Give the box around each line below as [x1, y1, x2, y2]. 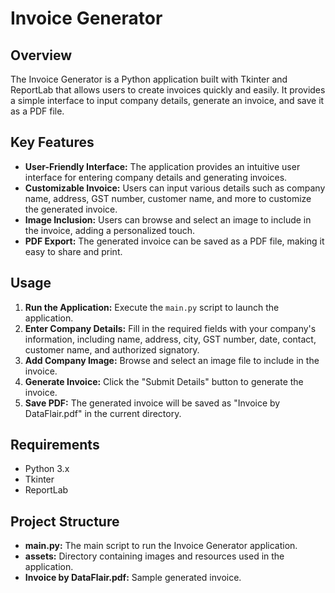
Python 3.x [24, 463, 70, 475]
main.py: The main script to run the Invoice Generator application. [24, 540, 298, 552]
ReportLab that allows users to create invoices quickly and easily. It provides [10, 84, 326, 96]
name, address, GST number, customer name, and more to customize [24, 192, 312, 204]
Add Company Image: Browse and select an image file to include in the [24, 354, 320, 366]
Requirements [10, 437, 100, 454]
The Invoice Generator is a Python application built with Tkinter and [10, 73, 288, 85]
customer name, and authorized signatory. [24, 343, 200, 356]
